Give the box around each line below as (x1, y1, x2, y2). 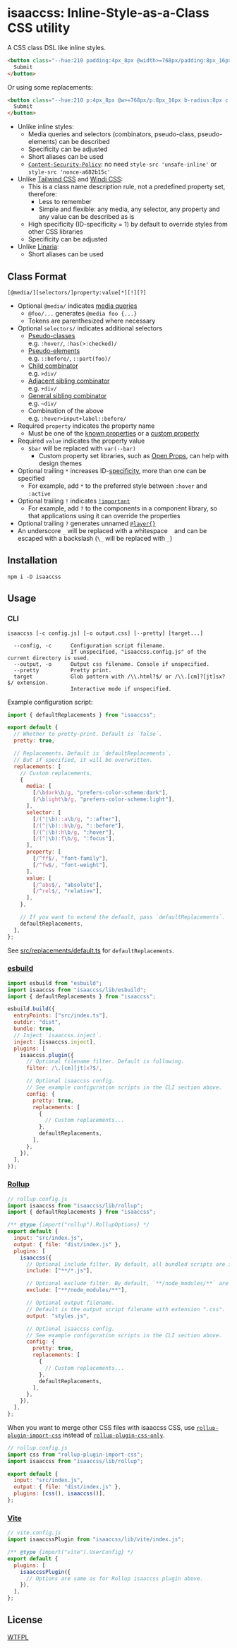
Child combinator (28, 362, 79, 370)
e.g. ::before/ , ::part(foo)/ (28, 354, 111, 362)
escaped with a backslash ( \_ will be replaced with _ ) (17, 535, 173, 542)
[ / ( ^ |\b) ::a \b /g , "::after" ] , (32, 816, 121, 823)
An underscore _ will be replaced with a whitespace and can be (17, 527, 207, 535)
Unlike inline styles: (17, 122, 74, 131)
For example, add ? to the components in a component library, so (28, 504, 217, 513)
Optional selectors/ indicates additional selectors (17, 324, 162, 333)
